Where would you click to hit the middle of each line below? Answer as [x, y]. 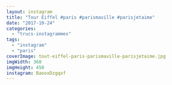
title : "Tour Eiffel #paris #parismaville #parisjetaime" [81, 17]
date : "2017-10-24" [31, 23]
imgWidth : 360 [24, 62]
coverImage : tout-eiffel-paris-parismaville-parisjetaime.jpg [86, 56]
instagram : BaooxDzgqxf [36, 73]
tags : [13, 40]
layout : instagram [29, 12]
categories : [21, 28]
